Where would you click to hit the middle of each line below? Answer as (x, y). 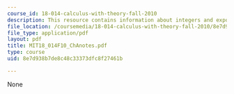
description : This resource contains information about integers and (110, 20)
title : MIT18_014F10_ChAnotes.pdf (57, 46)
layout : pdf (24, 39)
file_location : (29, 26)
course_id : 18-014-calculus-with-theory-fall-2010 (82, 13)
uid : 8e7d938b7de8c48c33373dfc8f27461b (65, 59)
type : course (26, 53)
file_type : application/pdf (48, 33)
